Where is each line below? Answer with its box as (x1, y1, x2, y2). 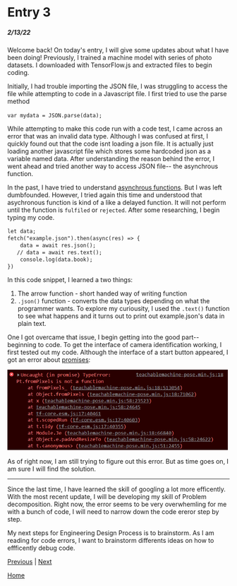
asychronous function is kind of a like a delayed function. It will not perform (7, 199, 226, 207)
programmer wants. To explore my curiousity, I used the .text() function (17, 305, 230, 313)
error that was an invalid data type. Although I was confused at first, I (7, 132, 208, 141)
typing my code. (7, 213, 55, 222)
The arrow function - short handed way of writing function (17, 289, 188, 298)
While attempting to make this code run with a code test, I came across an (7, 124, 223, 133)
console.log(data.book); (20, 256, 93, 264)
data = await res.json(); (20, 242, 97, 250)
